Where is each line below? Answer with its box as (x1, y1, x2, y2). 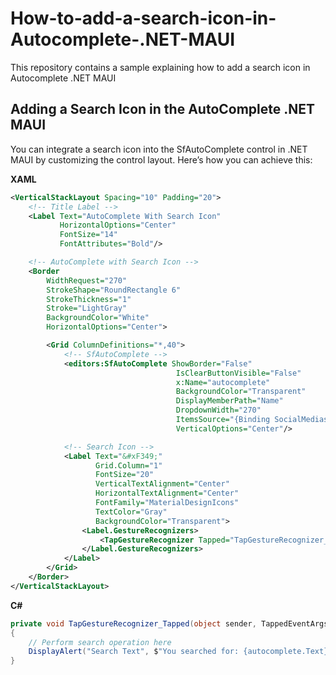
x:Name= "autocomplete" (175, 377, 271, 387)
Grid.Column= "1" (95, 460, 163, 471)
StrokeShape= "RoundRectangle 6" (46, 285, 182, 295)
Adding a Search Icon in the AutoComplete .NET (10, 101, 316, 118)
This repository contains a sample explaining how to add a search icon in (10, 61, 311, 73)
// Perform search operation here (28, 637, 172, 647)
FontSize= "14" (59, 230, 118, 240)
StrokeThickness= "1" (46, 294, 132, 304)
